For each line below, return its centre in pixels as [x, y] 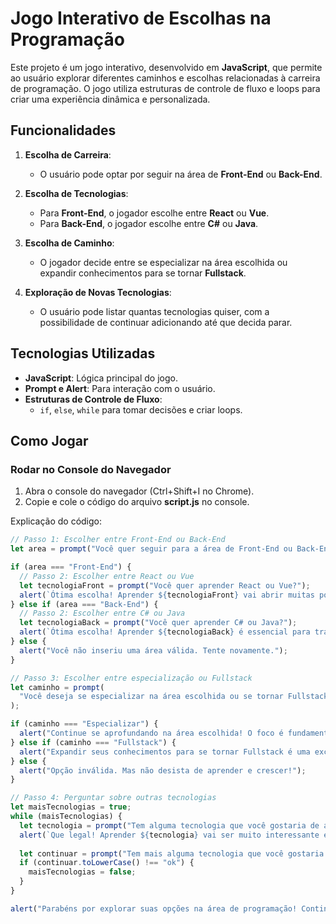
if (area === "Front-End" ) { [71, 567]
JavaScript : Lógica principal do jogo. [101, 378]
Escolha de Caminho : [69, 243]
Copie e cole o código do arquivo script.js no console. [137, 502]
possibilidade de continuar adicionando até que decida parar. [166, 322]
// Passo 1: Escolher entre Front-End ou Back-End [118, 540]
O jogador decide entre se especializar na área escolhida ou [163, 262]
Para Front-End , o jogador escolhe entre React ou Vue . [154, 213]
